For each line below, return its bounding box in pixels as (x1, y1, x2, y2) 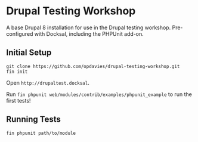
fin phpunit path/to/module (6, 130, 76, 136)
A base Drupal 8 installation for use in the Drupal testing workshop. (6, 24, 171, 31)
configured (6, 30, 33, 37)
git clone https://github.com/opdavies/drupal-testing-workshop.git (6, 63, 180, 69)
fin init (6, 69, 28, 75)
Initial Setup (6, 48, 52, 58)
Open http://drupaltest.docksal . (6, 79, 89, 86)
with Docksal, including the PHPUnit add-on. (34, 30, 144, 37)
